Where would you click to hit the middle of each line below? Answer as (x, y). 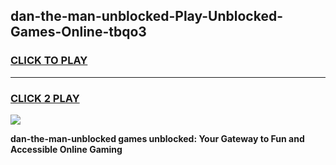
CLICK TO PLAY (49, 61)
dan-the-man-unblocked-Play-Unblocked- (146, 16)
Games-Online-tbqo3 (78, 32)
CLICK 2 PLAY (45, 98)
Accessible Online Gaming (66, 149)
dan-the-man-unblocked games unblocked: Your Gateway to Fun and (157, 138)
